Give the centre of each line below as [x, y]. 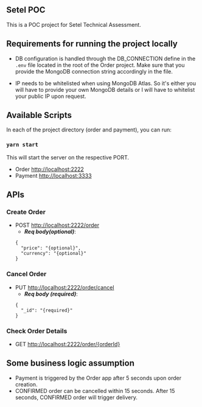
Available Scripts [39, 115]
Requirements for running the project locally [92, 44]
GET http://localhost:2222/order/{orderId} [68, 344]
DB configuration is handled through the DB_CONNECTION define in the [105, 58]
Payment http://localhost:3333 [54, 175]
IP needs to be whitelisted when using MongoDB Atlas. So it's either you [106, 83]
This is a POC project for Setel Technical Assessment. [74, 24]
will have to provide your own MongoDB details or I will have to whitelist [105, 89]
